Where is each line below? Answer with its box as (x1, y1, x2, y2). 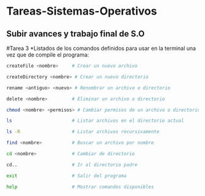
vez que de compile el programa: (6, 51, 90, 58)
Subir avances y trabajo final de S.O (6, 29, 145, 39)
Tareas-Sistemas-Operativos (6, 4, 157, 18)
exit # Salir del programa (6, 172, 127, 179)
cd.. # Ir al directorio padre (6, 161, 138, 168)
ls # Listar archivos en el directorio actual (6, 117, 184, 124)
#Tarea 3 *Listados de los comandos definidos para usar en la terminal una (6, 44, 196, 52)
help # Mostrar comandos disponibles (6, 184, 154, 190)
